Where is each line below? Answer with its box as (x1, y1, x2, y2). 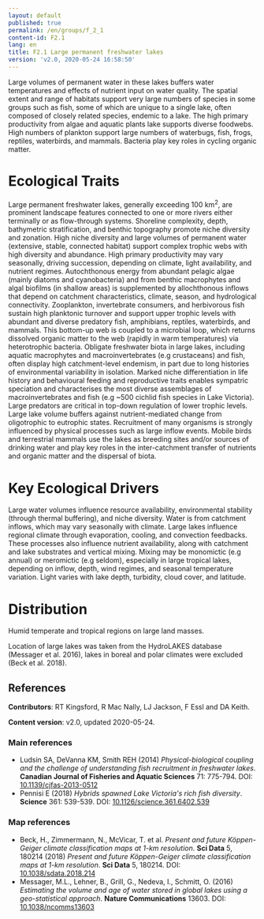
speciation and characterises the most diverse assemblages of (8, 384, 212, 394)
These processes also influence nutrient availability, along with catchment (8, 539, 249, 548)
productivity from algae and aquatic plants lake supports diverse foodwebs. (8, 119, 254, 129)
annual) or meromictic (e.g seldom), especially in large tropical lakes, (8, 556, 232, 565)
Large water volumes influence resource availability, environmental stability (8, 505, 253, 514)
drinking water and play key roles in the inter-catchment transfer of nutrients (8, 443, 257, 453)
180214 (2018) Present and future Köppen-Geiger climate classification (19, 851, 251, 861)
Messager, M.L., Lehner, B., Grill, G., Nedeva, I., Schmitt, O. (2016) (19, 876, 234, 886)
